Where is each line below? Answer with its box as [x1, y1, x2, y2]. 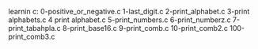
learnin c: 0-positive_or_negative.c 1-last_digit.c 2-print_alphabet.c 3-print [8, 7, 250, 16]
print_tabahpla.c [8, 24, 61, 32]
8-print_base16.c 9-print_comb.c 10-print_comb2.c [62, 24, 228, 32]
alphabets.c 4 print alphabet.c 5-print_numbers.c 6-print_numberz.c [8, 15, 231, 24]
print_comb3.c [8, 32, 55, 41]
